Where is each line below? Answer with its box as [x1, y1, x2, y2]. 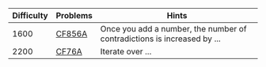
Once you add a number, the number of [100, 24, 247, 34]
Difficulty [12, 10, 49, 20]
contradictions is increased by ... [100, 33, 222, 44]
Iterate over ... [100, 47, 152, 57]
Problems [55, 10, 93, 20]
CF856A [55, 28, 88, 39]
